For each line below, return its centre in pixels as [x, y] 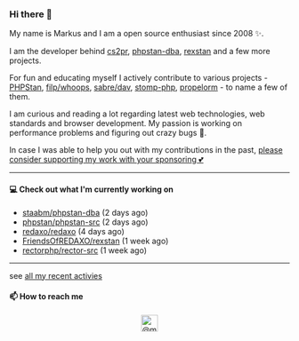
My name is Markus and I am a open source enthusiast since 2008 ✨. [137, 34]
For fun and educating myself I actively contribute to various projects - [139, 78]
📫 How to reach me [46, 297]
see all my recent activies [56, 275]
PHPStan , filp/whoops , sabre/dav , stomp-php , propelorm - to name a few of [148, 87]
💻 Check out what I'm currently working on [91, 189]
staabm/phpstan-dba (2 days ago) [85, 212]
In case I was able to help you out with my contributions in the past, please [146, 150]
